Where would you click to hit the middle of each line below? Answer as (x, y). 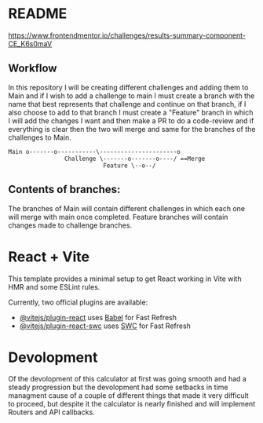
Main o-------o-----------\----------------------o (94, 151)
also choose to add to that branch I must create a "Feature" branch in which (131, 112)
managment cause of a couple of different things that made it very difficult (128, 396)
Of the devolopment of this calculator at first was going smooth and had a (128, 379)
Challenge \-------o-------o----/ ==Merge (135, 159)
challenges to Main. (40, 137)
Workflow (33, 69)
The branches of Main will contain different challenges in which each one (127, 208)
